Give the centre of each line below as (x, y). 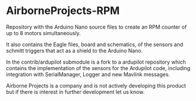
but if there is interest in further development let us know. (75, 92)
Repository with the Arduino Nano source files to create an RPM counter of (97, 27)
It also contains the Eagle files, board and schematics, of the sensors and (95, 44)
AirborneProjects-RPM (63, 11)
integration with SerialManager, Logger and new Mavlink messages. (88, 74)
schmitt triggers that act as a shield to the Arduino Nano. (74, 50)
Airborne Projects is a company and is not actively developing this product (96, 85)
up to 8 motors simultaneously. (43, 33)
